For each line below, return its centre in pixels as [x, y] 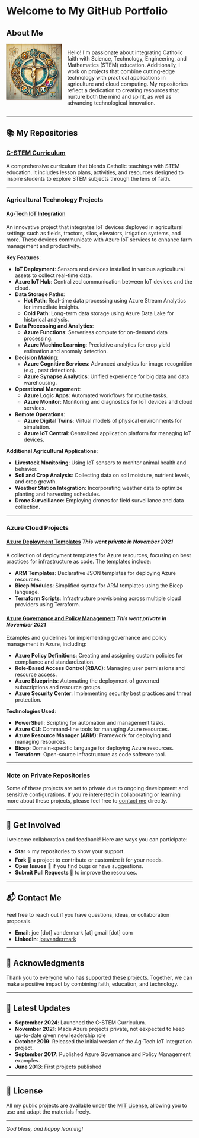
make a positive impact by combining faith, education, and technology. [92, 984]
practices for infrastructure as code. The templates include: [79, 561]
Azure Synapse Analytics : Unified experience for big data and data [106, 376]
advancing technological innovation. [111, 103]
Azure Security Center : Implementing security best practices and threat [103, 693]
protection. [28, 700]
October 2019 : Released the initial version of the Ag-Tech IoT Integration [103, 1041]
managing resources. [41, 742]
